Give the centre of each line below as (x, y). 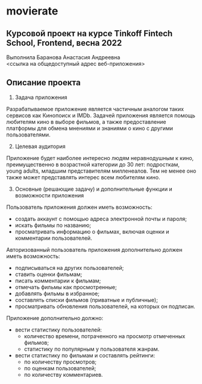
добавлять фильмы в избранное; (57, 293)
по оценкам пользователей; (60, 368)
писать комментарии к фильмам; (58, 280)
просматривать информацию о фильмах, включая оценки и (92, 231)
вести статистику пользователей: (58, 330)
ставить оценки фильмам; (49, 274)
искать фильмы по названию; (53, 225)
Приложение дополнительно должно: (55, 318)
